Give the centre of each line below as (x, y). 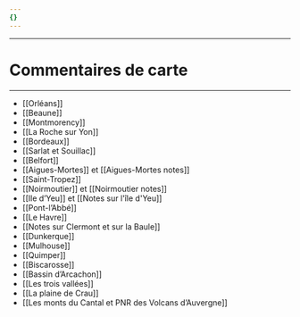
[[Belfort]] (41, 160)
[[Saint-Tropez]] (52, 179)
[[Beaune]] (42, 113)
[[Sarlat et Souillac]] (59, 150)
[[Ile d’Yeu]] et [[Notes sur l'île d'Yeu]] (92, 198)
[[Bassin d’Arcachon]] (62, 274)
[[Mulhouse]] (46, 246)
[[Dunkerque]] (48, 236)
